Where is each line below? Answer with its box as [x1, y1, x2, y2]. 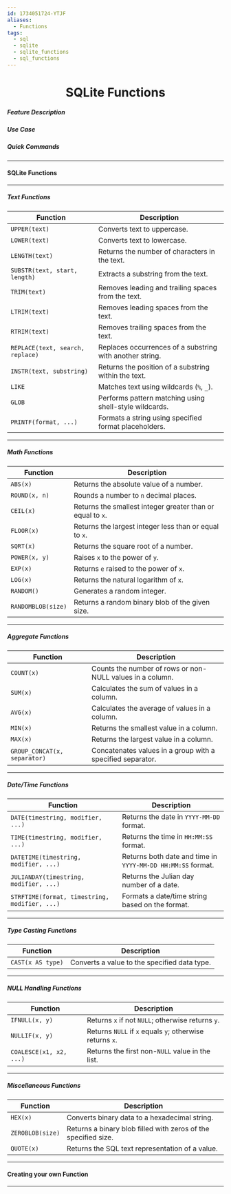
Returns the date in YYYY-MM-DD [122, 811, 221, 821]
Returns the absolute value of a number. [73, 479, 203, 489]
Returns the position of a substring [98, 362, 210, 372]
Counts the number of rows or [91, 663, 189, 673]
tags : [7, 29, 23, 37]
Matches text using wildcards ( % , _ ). [98, 382, 213, 392]
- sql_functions [13, 55, 60, 62]
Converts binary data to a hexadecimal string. [66, 1113, 214, 1122]
